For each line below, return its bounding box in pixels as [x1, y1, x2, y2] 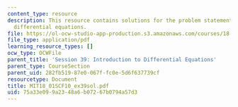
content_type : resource [7, 10, 78, 18]
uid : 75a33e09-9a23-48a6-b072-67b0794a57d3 [7, 89, 138, 96]
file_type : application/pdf [7, 37, 91, 44]
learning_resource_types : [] [7, 43, 93, 50]
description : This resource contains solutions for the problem [7, 17, 201, 24]
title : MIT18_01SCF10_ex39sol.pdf [7, 82, 110, 89]
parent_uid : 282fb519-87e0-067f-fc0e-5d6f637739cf [7, 69, 160, 76]
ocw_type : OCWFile [7, 50, 62, 57]
